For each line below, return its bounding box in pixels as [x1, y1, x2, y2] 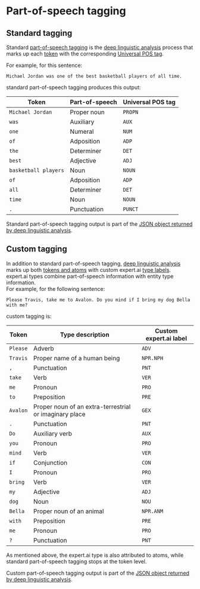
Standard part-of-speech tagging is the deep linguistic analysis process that [6, 44, 193, 51]
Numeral [70, 127, 94, 136]
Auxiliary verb [33, 429, 73, 437]
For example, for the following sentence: [6, 285, 105, 292]
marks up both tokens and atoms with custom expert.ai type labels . [6, 266, 171, 273]
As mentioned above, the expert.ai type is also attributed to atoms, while [6, 551, 184, 559]
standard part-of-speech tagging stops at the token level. [6, 557, 147, 565]
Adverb [33, 344, 55, 352]
